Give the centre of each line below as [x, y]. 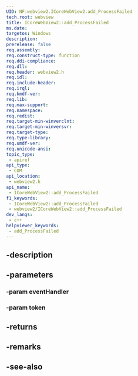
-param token [26, 308]
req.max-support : [27, 105]
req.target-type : [27, 133]
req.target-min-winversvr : [39, 127]
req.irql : [18, 89]
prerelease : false [28, 45]
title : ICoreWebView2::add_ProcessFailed [58, 22]
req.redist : [21, 116]
